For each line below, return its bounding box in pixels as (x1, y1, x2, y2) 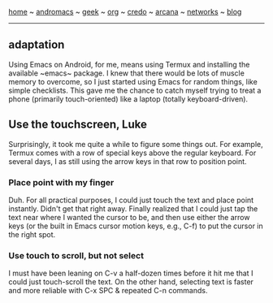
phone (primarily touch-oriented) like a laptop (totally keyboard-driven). (8, 93, 249, 104)
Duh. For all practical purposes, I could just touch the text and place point (8, 195, 254, 205)
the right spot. (8, 229, 56, 239)
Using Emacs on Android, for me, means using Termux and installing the (8, 59, 250, 69)
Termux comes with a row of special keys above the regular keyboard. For (8, 148, 257, 158)
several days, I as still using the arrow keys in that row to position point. (8, 156, 247, 166)
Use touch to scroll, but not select (8, 249, 145, 261)
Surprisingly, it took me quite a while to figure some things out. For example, (8, 139, 264, 149)
